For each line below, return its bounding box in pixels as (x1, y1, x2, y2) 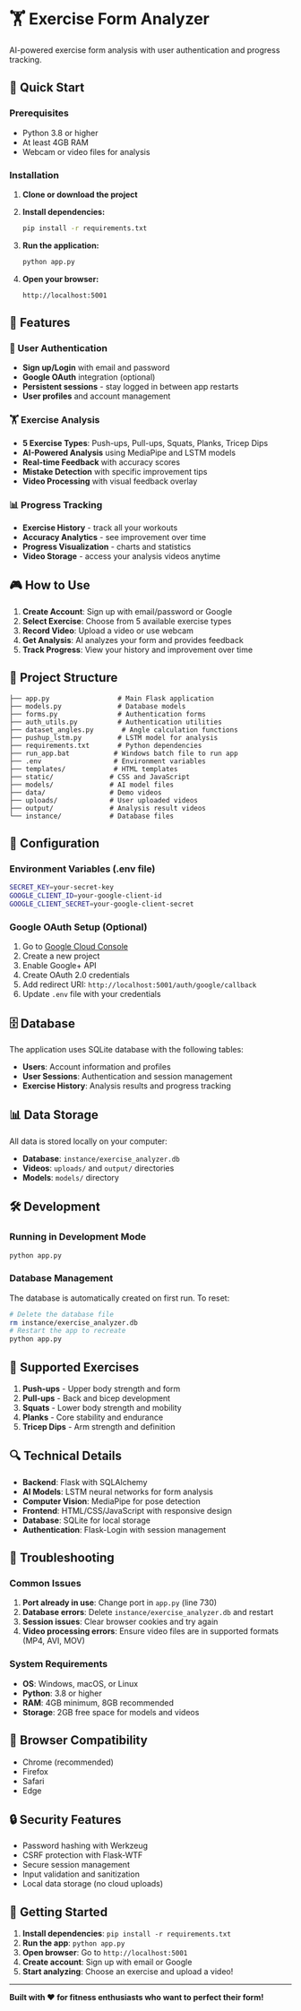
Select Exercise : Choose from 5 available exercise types (21, 615, 232, 626)
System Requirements (9, 1658, 108, 1671)
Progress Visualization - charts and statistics (21, 541, 192, 552)
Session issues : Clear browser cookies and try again (21, 1616, 219, 1628)
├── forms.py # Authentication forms (9, 709, 206, 718)
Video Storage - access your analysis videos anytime (21, 550, 221, 562)
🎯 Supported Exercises (9, 1360, 140, 1375)
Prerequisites (9, 107, 69, 119)
